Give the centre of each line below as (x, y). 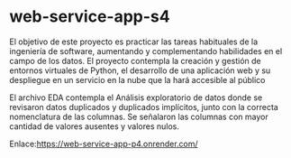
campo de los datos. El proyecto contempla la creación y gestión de (135, 60)
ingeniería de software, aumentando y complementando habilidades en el (146, 51)
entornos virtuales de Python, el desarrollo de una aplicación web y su (140, 70)
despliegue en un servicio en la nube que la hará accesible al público (137, 79)
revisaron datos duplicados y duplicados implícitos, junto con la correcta (144, 107)
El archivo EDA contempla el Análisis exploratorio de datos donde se (136, 98)
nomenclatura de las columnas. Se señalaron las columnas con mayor (139, 116)
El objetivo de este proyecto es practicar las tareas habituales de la (134, 42)
